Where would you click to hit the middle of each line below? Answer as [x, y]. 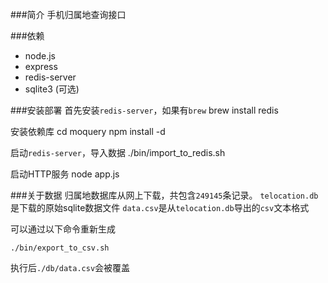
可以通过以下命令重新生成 [63, 229]
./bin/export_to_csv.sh [60, 248]
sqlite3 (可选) [52, 89]
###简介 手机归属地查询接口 [68, 14]
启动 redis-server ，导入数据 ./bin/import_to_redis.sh [118, 152]
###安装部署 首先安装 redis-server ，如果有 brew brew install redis [144, 110]
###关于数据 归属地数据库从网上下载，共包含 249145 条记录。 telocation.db [164, 195]
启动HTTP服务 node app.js [65, 174]
